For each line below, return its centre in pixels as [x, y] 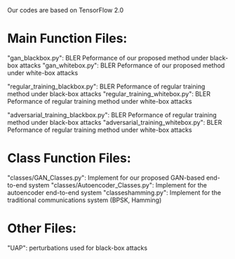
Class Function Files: [69, 158]
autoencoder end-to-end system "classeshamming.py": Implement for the [114, 192]
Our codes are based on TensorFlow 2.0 [66, 10]
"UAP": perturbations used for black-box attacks [78, 248]
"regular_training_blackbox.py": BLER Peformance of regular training [106, 86]
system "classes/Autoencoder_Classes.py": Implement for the [117, 185]
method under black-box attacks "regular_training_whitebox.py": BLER [109, 93]
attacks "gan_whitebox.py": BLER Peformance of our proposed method [122, 65]
